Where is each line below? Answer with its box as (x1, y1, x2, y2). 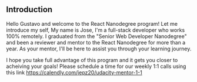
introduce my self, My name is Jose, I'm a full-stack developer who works (6, 26, 185, 33)
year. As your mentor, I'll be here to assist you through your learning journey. (6, 45, 192, 52)
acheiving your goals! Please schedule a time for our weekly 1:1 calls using (6, 63, 186, 70)
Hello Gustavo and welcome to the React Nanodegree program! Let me (6, 20, 178, 27)
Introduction (6, 5, 53, 15)
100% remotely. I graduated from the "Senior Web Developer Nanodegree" (6, 32, 187, 40)
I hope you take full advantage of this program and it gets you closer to (6, 56, 178, 63)
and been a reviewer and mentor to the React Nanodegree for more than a (6, 39, 186, 46)
